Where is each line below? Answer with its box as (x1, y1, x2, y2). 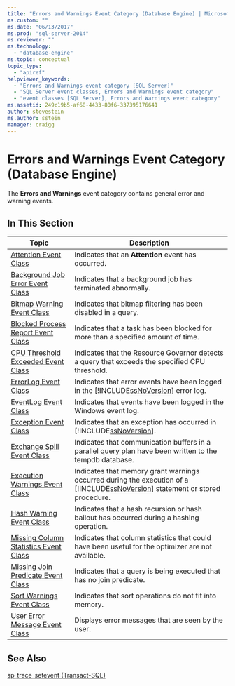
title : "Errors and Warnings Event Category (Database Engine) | (7, 10, 201, 18)
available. (74, 551, 106, 560)
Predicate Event (10, 571, 63, 581)
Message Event (10, 620, 62, 630)
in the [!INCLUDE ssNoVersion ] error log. (74, 386, 206, 396)
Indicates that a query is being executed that (74, 566, 220, 576)
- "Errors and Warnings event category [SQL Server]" (13, 82, 173, 89)
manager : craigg (7, 121, 55, 128)
